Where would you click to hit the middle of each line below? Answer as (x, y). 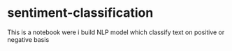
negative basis (28, 39)
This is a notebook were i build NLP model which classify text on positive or (116, 32)
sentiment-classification (80, 13)
